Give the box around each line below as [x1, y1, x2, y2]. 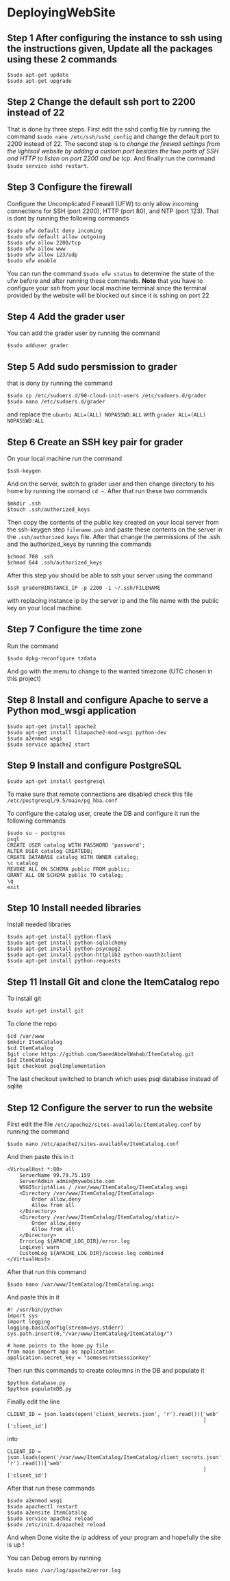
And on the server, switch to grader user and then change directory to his [7, 480, 214, 488]
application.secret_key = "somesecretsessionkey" [7, 1354, 152, 1361]
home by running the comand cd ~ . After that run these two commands [7, 487, 207, 495]
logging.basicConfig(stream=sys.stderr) [7, 1324, 125, 1331]
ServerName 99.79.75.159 [19, 1171, 90, 1179]
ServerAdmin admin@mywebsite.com [19, 1178, 115, 1184]
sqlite [7, 1082, 23, 1091]
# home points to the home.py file [7, 1342, 109, 1349]
